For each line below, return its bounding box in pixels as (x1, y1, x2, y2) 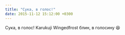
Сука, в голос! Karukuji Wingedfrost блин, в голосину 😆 (5, 24, 121, 30)
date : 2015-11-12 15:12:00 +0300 (5, 12, 73, 16)
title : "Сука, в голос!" (5, 7, 56, 12)
